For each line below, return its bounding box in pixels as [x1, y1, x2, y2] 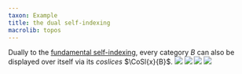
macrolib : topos [8, 26, 61, 34]
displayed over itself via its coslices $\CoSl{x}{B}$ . [8, 57, 173, 67]
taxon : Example [8, 11, 58, 20]
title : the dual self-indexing [8, 19, 111, 27]
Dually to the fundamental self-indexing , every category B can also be [8, 48, 235, 57]
